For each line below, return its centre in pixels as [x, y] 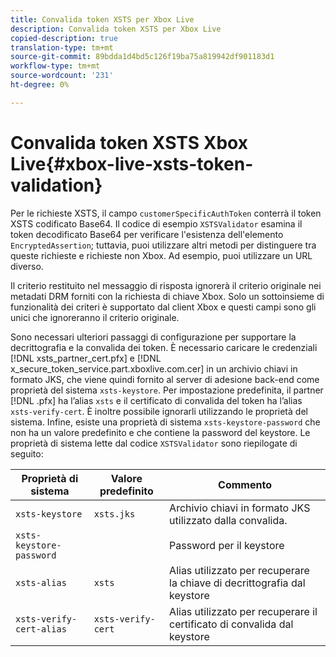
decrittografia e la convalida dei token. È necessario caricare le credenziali [164, 347]
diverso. [27, 266]
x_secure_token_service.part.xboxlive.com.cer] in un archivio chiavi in [154, 368]
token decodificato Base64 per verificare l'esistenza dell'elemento [147, 234]
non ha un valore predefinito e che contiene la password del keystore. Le [160, 432]
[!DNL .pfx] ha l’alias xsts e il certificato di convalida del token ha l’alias [156, 400]
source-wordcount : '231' [62, 76]
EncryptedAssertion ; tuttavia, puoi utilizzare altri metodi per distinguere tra [163, 245]
